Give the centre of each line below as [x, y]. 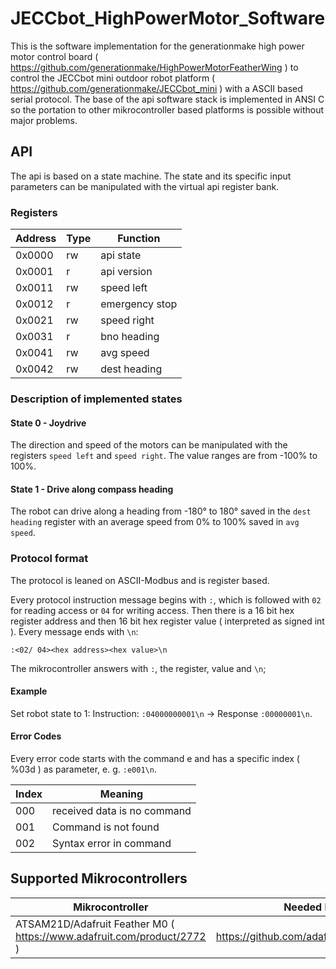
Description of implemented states [96, 399]
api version [126, 272]
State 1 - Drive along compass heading [92, 489]
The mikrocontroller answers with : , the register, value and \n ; [138, 668]
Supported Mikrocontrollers [99, 878]
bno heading [130, 337]
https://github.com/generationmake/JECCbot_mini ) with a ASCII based [156, 88]
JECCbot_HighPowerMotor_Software [168, 18]
